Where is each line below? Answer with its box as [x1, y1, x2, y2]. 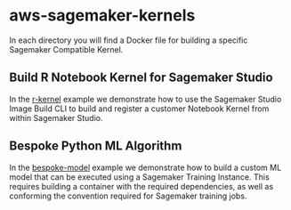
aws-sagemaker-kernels [9, 5, 196, 26]
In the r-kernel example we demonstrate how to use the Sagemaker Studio [9, 93, 282, 104]
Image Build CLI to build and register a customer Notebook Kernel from [9, 103, 270, 114]
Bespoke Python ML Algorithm [9, 139, 182, 154]
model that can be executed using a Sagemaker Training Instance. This [9, 171, 270, 182]
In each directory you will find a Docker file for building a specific [9, 35, 248, 45]
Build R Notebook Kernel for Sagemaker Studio [9, 70, 273, 85]
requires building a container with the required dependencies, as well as [9, 181, 274, 191]
